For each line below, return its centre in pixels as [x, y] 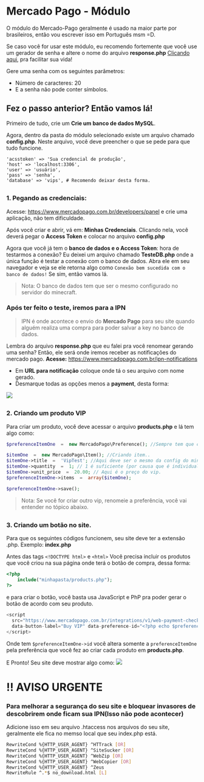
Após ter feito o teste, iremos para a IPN [66, 308]
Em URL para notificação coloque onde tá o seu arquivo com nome [100, 370]
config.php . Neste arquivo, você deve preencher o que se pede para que [98, 141]
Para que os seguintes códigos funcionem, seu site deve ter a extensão [96, 538]
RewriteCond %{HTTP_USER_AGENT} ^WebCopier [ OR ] [69, 762]
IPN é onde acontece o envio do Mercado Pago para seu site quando [108, 321]
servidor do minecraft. [49, 292]
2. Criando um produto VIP [46, 414]
